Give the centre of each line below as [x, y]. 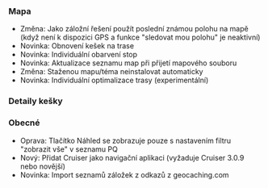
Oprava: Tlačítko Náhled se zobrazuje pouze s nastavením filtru [126, 140]
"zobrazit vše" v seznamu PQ [69, 149]
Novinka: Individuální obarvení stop [79, 55]
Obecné [24, 123]
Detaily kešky [36, 101]
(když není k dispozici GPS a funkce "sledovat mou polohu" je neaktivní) [140, 37]
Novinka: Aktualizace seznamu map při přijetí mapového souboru [128, 63]
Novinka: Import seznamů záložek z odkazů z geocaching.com [124, 174]
